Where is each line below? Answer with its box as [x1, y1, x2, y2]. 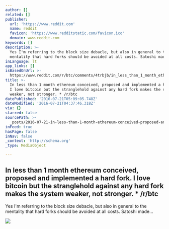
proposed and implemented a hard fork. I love [5, 174, 151, 183]
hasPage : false [5, 129, 37, 134]
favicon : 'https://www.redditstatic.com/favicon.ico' [10, 31, 125, 36]
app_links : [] [5, 63, 35, 68]
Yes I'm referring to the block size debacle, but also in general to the [5, 203, 147, 209]
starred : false [5, 110, 37, 116]
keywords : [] [5, 40, 33, 45]
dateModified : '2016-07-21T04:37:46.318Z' [5, 101, 96, 106]
